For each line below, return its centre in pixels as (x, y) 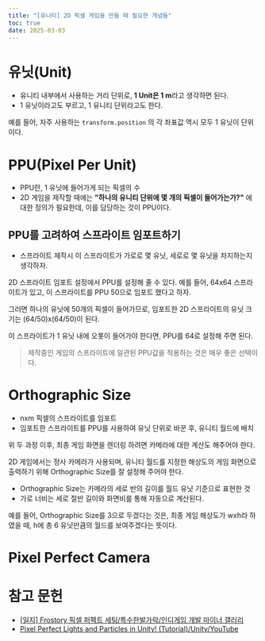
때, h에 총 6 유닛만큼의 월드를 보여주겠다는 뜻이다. (100, 525)
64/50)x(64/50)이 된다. (63, 319)
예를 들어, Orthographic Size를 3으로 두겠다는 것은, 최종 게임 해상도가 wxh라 (128, 515)
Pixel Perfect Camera (79, 558)
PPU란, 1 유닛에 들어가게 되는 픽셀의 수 (80, 188)
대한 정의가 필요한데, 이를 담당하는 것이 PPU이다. (96, 208)
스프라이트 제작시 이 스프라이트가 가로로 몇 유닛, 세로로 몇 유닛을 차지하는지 (136, 255)
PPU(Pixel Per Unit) (73, 165)
